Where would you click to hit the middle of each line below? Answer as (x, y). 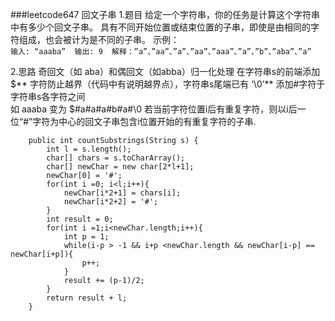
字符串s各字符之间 (48, 96)
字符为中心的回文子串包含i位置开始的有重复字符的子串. (144, 121)
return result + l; (87, 298)
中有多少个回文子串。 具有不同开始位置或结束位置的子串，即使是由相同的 (160, 27)
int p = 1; (86, 237)
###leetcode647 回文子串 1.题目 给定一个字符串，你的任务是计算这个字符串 (165, 14)
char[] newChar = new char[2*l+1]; (120, 167)
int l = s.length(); (89, 149)
